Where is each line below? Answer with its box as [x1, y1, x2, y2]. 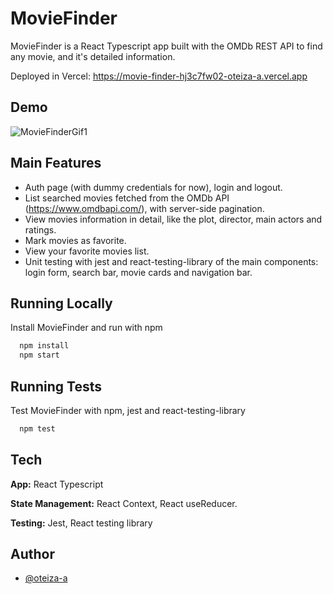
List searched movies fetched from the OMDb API [24, 192, 230, 204]
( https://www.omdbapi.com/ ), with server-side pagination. [24, 202, 265, 214]
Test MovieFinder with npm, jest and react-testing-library [10, 404, 246, 416]
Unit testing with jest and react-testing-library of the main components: [24, 255, 319, 267]
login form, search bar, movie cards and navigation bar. [24, 266, 253, 278]
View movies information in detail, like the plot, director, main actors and [24, 213, 323, 225]
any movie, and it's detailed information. [10, 50, 176, 62]
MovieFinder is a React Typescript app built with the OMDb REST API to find [10, 40, 323, 52]
